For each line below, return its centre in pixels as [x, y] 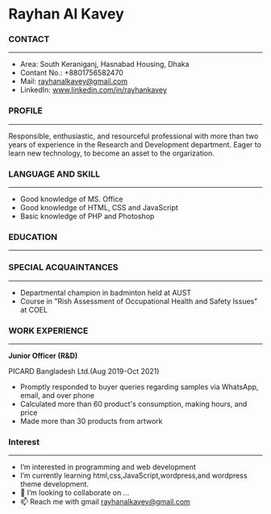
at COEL [34, 309]
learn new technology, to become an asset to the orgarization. [112, 153]
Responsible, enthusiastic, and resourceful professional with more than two [133, 136]
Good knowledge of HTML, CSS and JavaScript [99, 208]
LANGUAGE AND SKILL [54, 174]
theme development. [54, 484]
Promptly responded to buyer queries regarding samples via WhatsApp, [139, 387]
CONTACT [29, 39]
